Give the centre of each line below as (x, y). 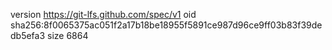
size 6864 (68, 35)
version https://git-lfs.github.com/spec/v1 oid (103, 14)
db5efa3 (28, 35)
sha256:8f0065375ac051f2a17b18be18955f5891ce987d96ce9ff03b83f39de (166, 25)
